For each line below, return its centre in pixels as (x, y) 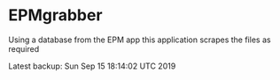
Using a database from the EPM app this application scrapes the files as (140, 40)
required (24, 48)
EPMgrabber (55, 15)
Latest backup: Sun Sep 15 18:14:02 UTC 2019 (92, 66)
